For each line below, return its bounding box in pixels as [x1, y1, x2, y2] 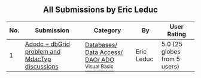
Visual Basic [84, 63, 114, 70]
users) [161, 62, 179, 70]
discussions [25, 62, 59, 70]
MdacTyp [25, 55, 51, 63]
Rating [167, 30, 187, 38]
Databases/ [84, 40, 118, 49]
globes [161, 47, 181, 55]
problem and [25, 47, 61, 55]
